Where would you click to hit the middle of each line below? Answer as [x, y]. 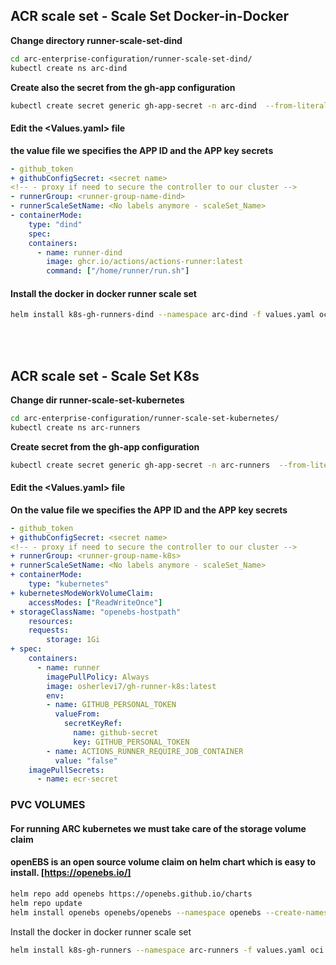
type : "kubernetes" [69, 584]
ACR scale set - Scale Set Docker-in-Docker [150, 16]
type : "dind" [55, 224]
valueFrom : [77, 714]
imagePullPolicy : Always [98, 677]
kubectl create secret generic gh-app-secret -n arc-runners [140, 465]
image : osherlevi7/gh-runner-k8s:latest [131, 686]
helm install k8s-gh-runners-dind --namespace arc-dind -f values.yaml [162, 315]
